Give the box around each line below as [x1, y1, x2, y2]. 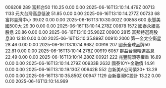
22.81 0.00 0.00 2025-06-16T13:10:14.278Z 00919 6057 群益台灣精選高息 [5, 48, 155, 54]
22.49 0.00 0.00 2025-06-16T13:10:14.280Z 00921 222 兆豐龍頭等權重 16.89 [5, 54, 162, 60]
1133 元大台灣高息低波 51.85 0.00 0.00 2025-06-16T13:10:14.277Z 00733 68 [5, 10, 160, 16]
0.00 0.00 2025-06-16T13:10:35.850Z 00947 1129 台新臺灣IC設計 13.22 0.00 [5, 73, 161, 79]
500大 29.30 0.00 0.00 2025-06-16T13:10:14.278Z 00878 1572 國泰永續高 [9, 23, 160, 29]
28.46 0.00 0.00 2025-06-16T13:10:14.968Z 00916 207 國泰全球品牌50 [5, 42, 150, 47]
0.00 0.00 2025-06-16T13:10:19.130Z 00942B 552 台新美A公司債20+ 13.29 [5, 67, 158, 72]
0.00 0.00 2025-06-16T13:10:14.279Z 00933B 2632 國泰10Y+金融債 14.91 [5, 60, 155, 66]
